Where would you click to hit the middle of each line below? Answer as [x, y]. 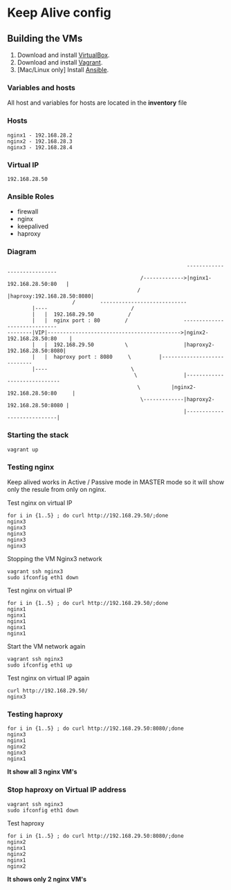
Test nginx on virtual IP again [48, 678]
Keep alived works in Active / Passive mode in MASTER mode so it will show [116, 482]
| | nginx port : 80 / [80, 320]
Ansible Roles [31, 196]
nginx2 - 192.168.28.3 [40, 141]
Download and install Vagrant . [60, 62]
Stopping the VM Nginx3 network [55, 559]
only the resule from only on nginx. [57, 490]
